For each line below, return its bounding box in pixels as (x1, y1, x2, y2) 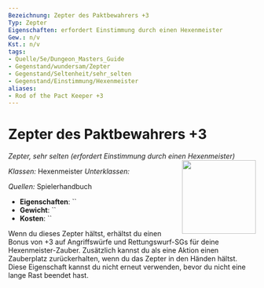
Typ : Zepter (8, 19, 47, 27)
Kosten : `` (19, 213, 53, 224)
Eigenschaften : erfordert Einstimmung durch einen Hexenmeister (8, 26, 223, 34)
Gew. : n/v (8, 33, 41, 42)
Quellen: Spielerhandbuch (8, 182, 93, 191)
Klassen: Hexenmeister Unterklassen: (8, 166, 130, 177)
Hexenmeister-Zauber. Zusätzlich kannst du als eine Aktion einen (8, 246, 219, 255)
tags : (8, 48, 26, 56)
